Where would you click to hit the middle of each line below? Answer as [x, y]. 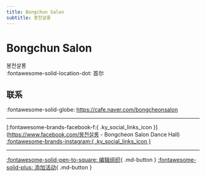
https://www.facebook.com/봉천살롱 [54, 135]
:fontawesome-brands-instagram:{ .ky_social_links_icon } [79, 141]
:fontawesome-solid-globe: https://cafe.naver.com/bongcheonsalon [92, 110]
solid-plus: [20, 168]
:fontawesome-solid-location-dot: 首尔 [55, 73]
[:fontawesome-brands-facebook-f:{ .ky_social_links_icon [79, 127]
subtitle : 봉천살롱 [29, 18]
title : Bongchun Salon [35, 12]
